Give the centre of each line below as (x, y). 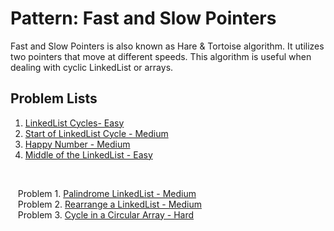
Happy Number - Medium (77, 144)
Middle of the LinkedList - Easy (88, 154)
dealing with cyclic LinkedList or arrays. (92, 67)
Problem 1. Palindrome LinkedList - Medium (107, 193)
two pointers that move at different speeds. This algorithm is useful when (161, 56)
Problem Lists (54, 98)
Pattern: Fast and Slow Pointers (143, 18)
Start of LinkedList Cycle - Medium (96, 133)
